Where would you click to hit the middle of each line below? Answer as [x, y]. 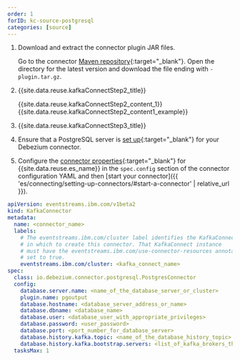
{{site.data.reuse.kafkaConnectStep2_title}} [82, 91]
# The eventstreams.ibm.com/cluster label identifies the [108, 237]
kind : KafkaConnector [40, 211]
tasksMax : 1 [32, 351]
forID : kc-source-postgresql [51, 21]
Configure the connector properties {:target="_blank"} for [102, 161]
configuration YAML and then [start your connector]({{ [98, 176]
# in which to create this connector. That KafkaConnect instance [121, 244]
